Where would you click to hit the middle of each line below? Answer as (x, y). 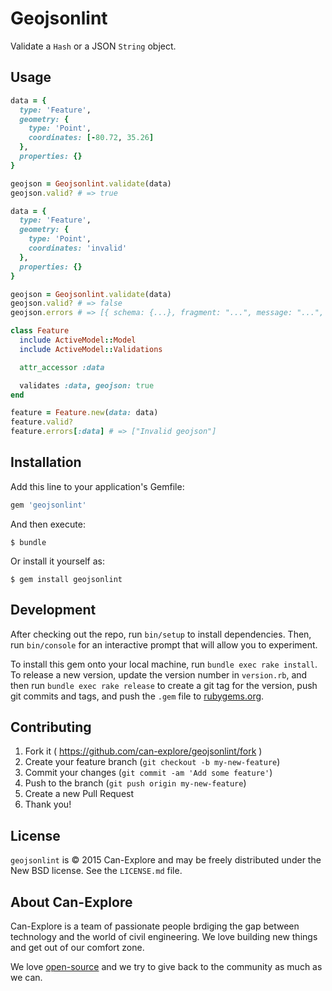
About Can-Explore (71, 902)
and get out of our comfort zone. (77, 947)
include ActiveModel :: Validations (91, 349)
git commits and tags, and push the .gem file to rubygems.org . (137, 696)
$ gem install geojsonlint (66, 579)
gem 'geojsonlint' (48, 505)
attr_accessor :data (62, 367)
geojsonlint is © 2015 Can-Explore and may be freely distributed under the (166, 860)
